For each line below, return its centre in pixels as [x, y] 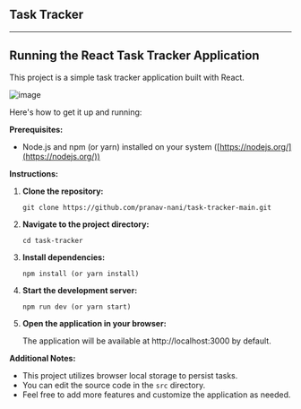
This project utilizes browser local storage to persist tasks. [130, 375]
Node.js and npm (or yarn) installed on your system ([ [121, 146]
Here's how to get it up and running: [76, 112]
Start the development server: [80, 290]
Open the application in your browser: [95, 323]
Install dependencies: [64, 257]
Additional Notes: [43, 358]
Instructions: [34, 173]
